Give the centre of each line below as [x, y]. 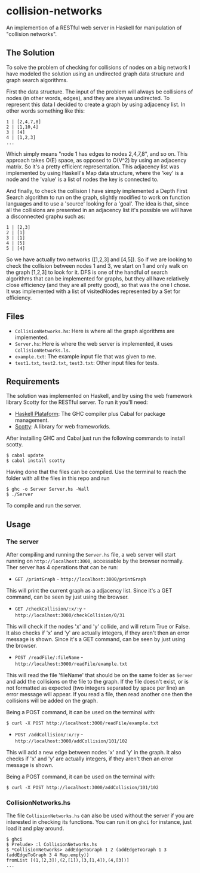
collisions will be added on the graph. [52, 701]
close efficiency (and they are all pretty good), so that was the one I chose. [99, 285]
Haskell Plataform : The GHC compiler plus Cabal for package [90, 414]
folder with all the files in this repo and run [58, 478]
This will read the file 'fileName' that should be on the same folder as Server [99, 675]
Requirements [33, 381]
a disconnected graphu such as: [46, 216]
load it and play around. [35, 829]
